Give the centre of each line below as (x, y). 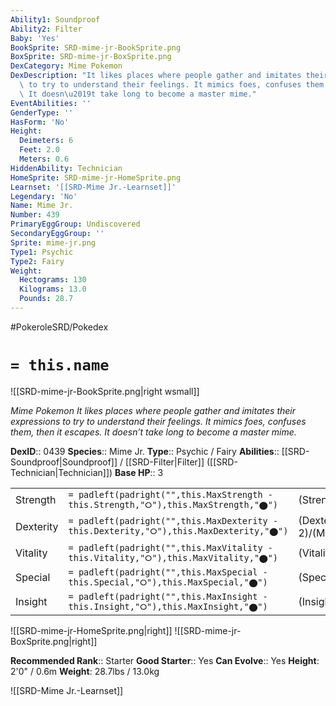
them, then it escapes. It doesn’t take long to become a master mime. (153, 432)
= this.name (60, 365)
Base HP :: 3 (139, 472)
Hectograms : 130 (53, 280)
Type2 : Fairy (37, 261)
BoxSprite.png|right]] (54, 641)
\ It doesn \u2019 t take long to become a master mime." (138, 94)
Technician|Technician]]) (61, 472)
